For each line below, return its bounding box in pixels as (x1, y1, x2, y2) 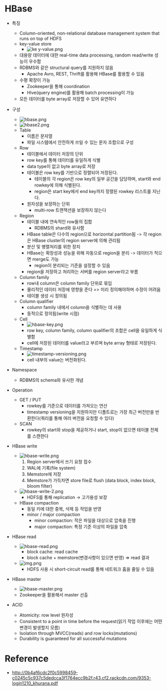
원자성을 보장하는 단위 (26, 200, 70, 206)
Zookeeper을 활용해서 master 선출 (19, 591, 88, 597)
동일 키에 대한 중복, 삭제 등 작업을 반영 (26, 505, 102, 511)
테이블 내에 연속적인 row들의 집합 (26, 218, 92, 224)
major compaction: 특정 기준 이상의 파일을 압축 (34, 523, 128, 529)
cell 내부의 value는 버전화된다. (26, 356, 87, 362)
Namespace (11, 366, 37, 372)
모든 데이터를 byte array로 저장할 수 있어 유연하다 (19, 95, 117, 101)
